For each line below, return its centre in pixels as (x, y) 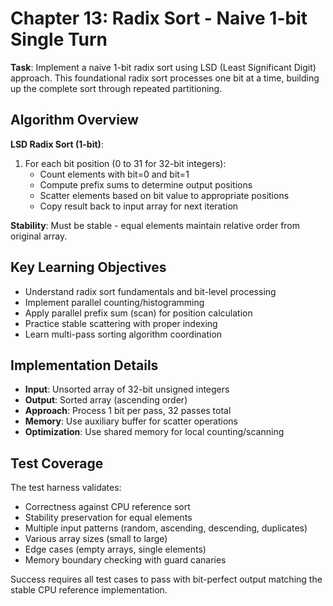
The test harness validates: (66, 488)
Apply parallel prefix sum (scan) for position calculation (138, 313)
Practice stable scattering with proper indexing (121, 323)
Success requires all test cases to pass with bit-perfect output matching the (166, 579)
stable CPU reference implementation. (89, 590)
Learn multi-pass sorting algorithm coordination (123, 334)
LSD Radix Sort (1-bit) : (57, 144)
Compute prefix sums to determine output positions (146, 184)
